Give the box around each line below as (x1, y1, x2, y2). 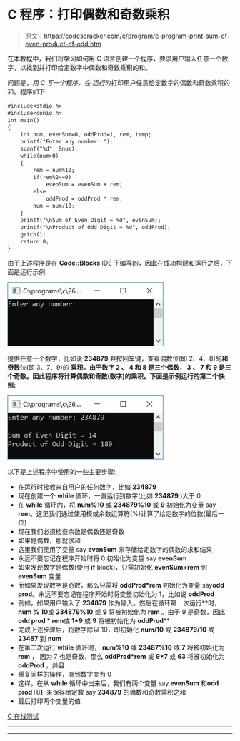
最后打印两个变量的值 (17, 697, 81, 705)
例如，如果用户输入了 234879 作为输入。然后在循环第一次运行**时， (17, 598, 221, 607)
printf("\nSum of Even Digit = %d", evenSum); (20, 216, 161, 223)
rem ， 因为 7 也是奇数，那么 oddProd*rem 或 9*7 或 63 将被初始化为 (17, 652, 225, 660)
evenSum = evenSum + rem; (45, 181, 123, 188)
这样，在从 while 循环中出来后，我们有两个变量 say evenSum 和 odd (17, 679, 219, 687)
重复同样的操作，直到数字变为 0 (17, 670, 112, 678)
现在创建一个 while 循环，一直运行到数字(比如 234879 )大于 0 (17, 491, 201, 500)
